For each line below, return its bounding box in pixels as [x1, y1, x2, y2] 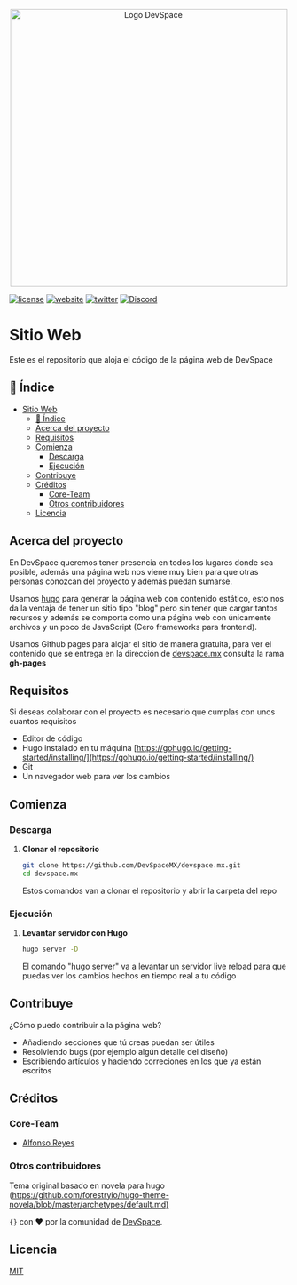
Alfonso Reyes [21, 1137, 75, 1148]
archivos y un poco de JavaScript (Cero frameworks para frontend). [9, 621, 257, 632]
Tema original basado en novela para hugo [9, 1180, 166, 1191]
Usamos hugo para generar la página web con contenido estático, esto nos [9, 593, 285, 603]
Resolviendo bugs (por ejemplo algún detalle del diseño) [21, 1046, 229, 1057]
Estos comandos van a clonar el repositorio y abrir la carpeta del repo [21, 885, 277, 896]
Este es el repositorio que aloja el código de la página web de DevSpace [9, 354, 273, 364]
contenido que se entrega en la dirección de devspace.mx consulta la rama [9, 648, 285, 658]
